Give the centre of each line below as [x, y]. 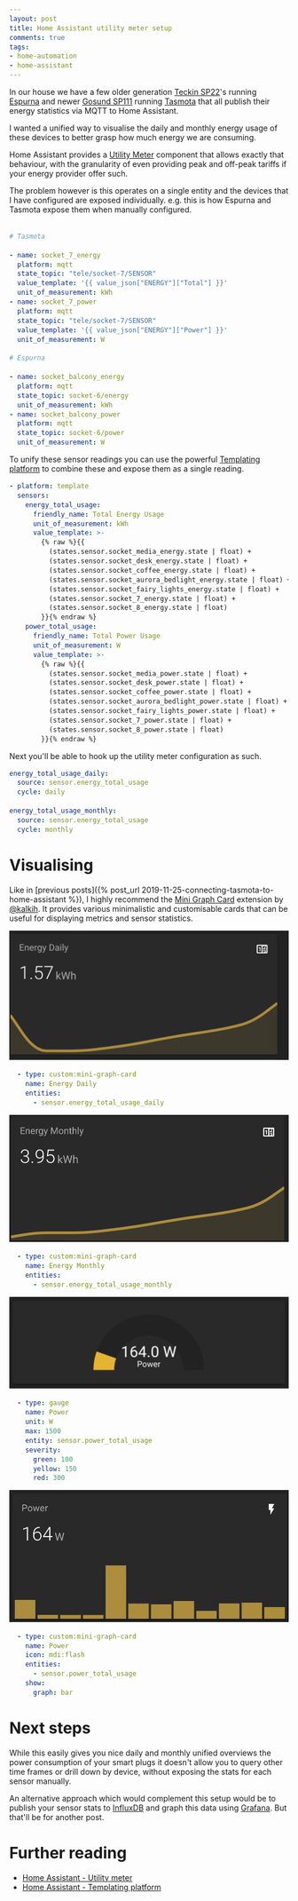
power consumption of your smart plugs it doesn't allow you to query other [146, 1762]
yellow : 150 [55, 1469]
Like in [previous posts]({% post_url [74, 890]
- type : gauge [43, 1403]
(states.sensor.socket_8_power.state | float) [136, 729]
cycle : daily [41, 792]
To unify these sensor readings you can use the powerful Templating [135, 459]
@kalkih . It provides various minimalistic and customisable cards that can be [149, 908]
